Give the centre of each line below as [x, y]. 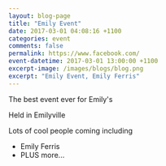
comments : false [36, 46]
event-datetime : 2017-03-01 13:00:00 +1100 [83, 62]
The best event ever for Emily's [61, 99]
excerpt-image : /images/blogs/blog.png [76, 69]
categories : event [39, 38]
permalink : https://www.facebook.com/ [74, 53]
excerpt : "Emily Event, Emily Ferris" [74, 76]
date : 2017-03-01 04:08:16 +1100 [65, 31]
